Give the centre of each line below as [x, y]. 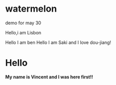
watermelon [31, 9]
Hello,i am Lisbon [23, 32]
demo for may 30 [23, 23]
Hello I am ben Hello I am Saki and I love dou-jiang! [58, 42]
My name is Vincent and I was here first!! [49, 77]
